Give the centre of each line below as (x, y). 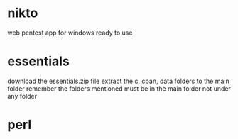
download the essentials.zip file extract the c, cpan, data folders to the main (118, 81)
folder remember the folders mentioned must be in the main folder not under (119, 88)
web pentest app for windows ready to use (70, 33)
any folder (22, 96)
